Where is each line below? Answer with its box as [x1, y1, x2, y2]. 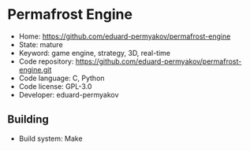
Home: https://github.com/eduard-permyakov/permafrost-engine [18, 31, 231, 41]
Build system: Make [18, 134, 84, 143]
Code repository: [18, 57, 74, 66]
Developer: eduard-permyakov [18, 90, 119, 99]
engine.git [18, 64, 52, 74]
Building [7, 112, 49, 127]
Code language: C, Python [18, 73, 105, 83]
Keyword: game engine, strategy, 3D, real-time [18, 48, 171, 57]
